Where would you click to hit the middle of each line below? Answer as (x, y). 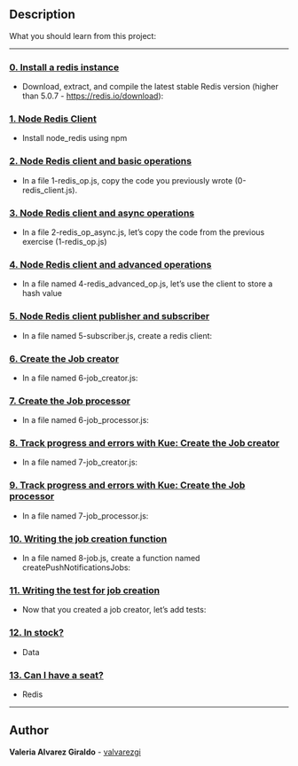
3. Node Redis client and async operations (102, 213)
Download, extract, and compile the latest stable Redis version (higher (150, 87)
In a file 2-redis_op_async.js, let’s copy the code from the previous (143, 232)
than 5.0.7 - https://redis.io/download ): (93, 96)
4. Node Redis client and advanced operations (110, 264)
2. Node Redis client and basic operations (101, 161)
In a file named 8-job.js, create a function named (111, 559)
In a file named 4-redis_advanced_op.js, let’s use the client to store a (147, 284)
